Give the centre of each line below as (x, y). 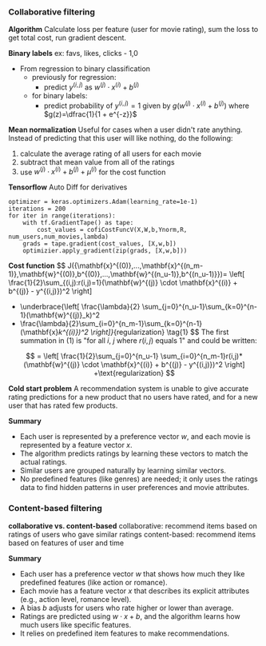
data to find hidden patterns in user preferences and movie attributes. (135, 488)
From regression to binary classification (85, 69)
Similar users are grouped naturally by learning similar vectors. (123, 471)
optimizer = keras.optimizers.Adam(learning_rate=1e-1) (103, 202)
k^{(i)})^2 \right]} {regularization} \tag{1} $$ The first (144, 332)
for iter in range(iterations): (62, 216)
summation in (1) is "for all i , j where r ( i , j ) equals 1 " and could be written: (138, 341)
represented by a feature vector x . (76, 445)
